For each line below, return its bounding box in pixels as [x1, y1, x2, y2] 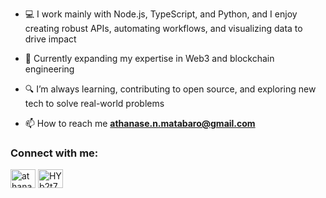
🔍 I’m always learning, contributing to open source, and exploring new [24, 83, 317, 95]
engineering [24, 63, 75, 75]
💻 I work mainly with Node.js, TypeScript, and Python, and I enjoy [24, 8, 298, 20]
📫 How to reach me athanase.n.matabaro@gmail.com [24, 118, 256, 129]
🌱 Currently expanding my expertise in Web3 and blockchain [24, 53, 275, 64]
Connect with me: [10, 146, 99, 160]
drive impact [24, 33, 77, 45]
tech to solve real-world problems [24, 98, 165, 109]
